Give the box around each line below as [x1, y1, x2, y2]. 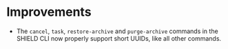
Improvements [6, 4, 92, 20]
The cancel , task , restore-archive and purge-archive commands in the [16, 27, 218, 35]
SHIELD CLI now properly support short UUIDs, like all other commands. [16, 34, 222, 42]
